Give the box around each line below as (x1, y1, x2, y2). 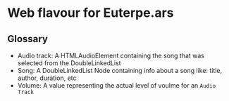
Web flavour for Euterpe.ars (7, 5, 174, 21)
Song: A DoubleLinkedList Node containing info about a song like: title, (17, 67, 223, 74)
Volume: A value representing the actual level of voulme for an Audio (17, 81, 216, 89)
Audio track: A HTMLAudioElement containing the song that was (17, 51, 204, 60)
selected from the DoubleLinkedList (17, 59, 121, 67)
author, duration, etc (17, 74, 77, 82)
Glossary (7, 33, 48, 45)
